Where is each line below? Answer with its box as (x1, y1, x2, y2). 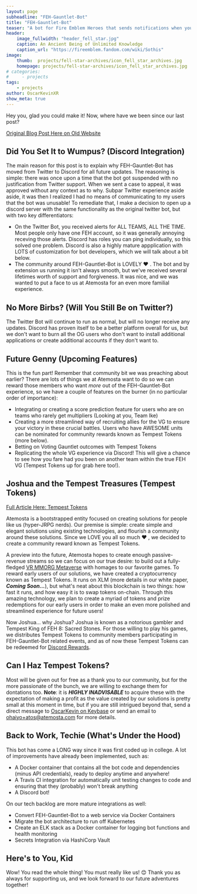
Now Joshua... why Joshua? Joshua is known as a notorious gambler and (6, 618, 184, 625)
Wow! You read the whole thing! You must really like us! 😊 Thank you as (6, 869, 181, 876)
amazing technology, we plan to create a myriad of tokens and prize (6, 595, 170, 602)
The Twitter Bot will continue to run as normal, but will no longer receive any (6, 318, 190, 326)
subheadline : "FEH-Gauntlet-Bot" (6, 14, 88, 20)
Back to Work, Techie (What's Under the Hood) (6, 731, 181, 741)
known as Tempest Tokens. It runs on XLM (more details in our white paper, (6, 576, 189, 583)
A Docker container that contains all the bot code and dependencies (14, 764, 180, 771)
